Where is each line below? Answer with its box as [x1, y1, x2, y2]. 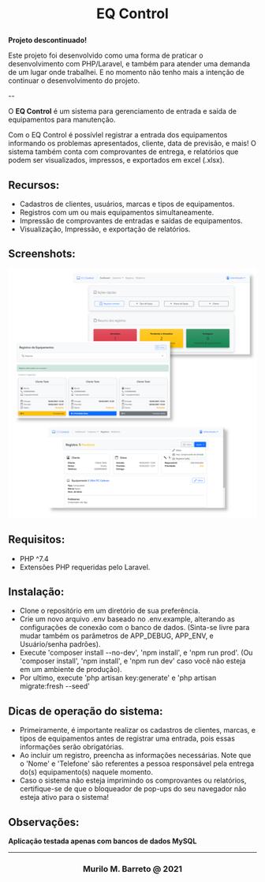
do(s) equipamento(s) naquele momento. [19, 768, 154, 777]
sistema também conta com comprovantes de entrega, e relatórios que [8, 147, 239, 156]
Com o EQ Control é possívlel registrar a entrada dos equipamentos [8, 130, 228, 140]
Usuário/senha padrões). [19, 640, 101, 649]
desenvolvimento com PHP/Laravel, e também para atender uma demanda [8, 59, 251, 69]
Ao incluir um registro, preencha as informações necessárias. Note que [19, 751, 252, 760]
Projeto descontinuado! [8, 36, 88, 45]
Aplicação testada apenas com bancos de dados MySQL [8, 836, 197, 846]
